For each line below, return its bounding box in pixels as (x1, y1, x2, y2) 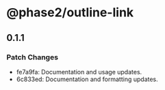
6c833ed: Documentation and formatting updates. (16, 75, 158, 83)
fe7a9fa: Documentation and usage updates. (16, 67, 142, 76)
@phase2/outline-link (6, 5, 134, 20)
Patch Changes (6, 52, 59, 62)
